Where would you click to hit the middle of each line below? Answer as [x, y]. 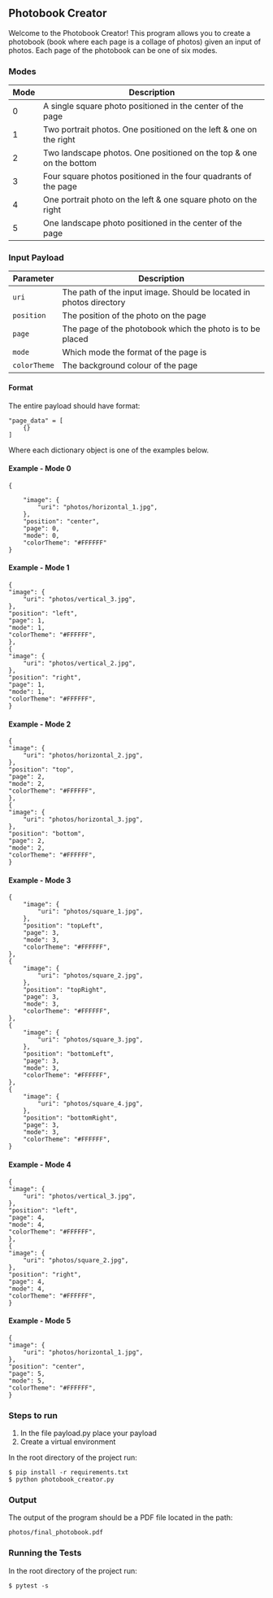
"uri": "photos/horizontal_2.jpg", [83, 756]
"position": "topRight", [65, 990]
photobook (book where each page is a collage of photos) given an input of [135, 41]
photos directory [94, 303]
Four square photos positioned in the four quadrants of [147, 177]
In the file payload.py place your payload [88, 1433]
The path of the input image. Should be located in [156, 292]
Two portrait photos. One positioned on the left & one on [150, 129]
